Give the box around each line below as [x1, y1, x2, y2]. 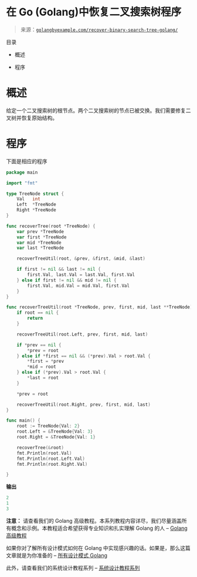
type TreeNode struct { [6, 191, 64, 197]
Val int [16, 196, 41, 202]
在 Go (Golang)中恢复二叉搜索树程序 [6, 5, 182, 19]
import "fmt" [6, 180, 38, 186]
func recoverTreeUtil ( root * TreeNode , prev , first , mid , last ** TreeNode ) [6, 304, 193, 310]
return [27, 316, 43, 321]
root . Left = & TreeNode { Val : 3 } [16, 429, 93, 435]
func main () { [6, 417, 41, 424]
